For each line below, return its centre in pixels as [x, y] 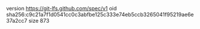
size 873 [39, 21]
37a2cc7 [17, 21]
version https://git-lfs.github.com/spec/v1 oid [62, 8]
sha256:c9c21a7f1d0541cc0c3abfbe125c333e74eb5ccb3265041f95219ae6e [100, 14]
